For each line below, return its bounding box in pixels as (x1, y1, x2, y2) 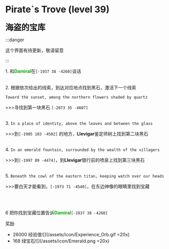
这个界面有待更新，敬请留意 (5, 47, 64, 53)
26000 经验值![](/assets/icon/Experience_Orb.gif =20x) (12, 231, 130, 237)
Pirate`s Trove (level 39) (5, 4, 110, 15)
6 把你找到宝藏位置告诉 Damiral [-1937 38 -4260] (5, 209, 108, 216)
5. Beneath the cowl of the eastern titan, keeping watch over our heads (5, 173, 164, 179)
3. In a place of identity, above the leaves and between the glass (5, 120, 153, 126)
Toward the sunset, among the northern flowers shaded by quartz (5, 94, 147, 100)
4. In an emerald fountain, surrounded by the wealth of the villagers (5, 146, 160, 152)
